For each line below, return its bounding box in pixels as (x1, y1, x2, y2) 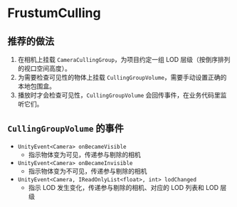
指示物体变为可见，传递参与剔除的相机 (28, 150, 141, 159)
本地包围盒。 (17, 82, 56, 90)
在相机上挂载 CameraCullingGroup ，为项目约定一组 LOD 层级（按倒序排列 (17, 55, 231, 63)
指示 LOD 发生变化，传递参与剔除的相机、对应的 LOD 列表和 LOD (28, 183, 219, 191)
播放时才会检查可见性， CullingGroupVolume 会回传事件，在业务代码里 (17, 91, 221, 99)
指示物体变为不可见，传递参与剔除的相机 (28, 166, 147, 175)
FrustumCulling (7, 5, 101, 21)
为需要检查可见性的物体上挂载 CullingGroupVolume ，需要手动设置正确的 (17, 73, 227, 81)
